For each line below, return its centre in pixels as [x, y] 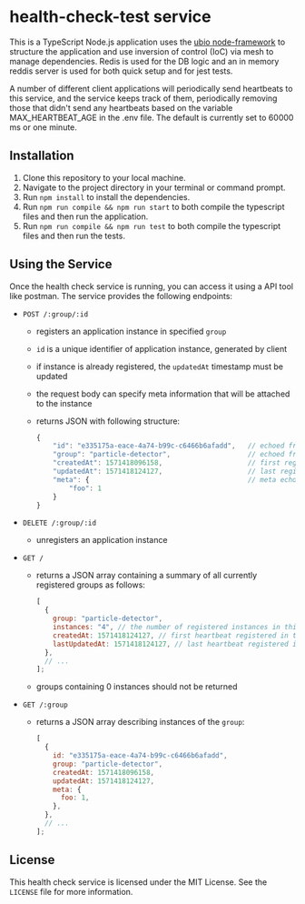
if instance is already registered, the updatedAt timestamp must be [160, 367]
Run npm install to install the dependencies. [106, 196]
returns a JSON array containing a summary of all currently [147, 576]
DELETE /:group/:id [59, 523]
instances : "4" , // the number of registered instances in [167, 628]
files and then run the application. [85, 216]
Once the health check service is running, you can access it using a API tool [151, 286]
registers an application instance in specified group [131, 331]
